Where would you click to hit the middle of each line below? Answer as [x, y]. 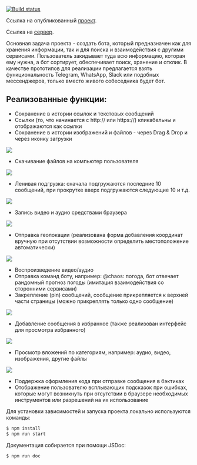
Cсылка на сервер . [30, 32]
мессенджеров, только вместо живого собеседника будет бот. [86, 81]
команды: [18, 417]
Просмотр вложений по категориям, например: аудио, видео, [93, 352]
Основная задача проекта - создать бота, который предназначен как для [99, 43]
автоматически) [35, 247]
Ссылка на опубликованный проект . [51, 20]
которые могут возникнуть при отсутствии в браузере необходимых [101, 393]
